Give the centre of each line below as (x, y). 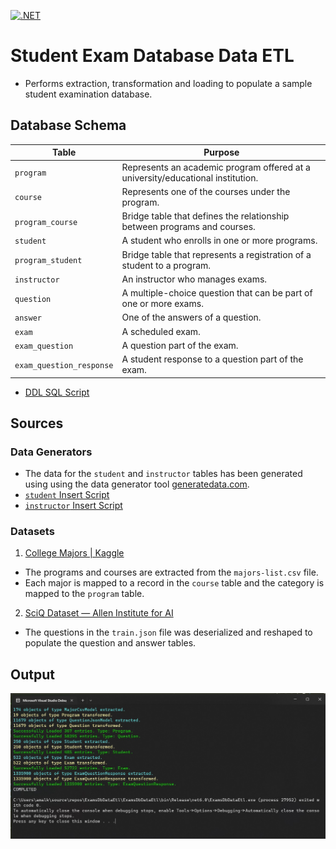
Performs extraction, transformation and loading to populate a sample (168, 83)
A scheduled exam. (161, 331)
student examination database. (88, 94)
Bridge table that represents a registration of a (216, 254)
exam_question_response (64, 365)
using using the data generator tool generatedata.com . (137, 484)
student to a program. (166, 265)
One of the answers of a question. (191, 317)
